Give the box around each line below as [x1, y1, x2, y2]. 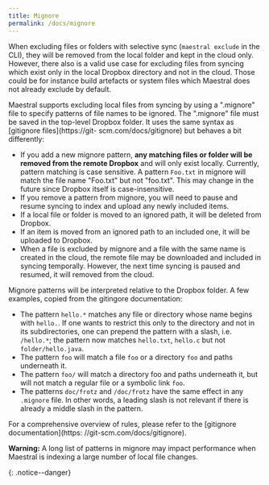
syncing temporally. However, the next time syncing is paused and [19, 261, 241, 271]
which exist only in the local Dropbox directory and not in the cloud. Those [8, 67, 255, 77]
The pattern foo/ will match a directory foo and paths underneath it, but [19, 369, 258, 379]
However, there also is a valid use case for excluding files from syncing [8, 58, 244, 68]
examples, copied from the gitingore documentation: [8, 293, 183, 303]
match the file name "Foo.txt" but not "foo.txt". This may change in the [19, 175, 255, 185]
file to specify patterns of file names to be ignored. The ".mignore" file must [8, 108, 259, 118]
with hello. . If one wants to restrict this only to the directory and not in [19, 317, 255, 327]
